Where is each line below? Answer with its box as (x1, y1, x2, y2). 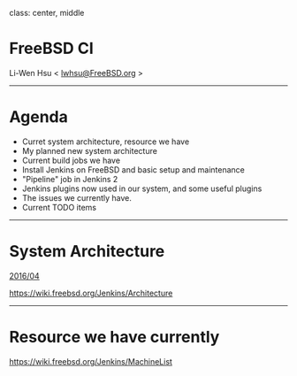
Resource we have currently (9, 327, 220, 347)
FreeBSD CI (9, 39, 95, 58)
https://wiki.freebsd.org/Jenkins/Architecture (9, 288, 173, 298)
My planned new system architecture (21, 145, 157, 156)
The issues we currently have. (21, 192, 133, 203)
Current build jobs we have (21, 155, 121, 165)
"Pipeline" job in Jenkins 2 (21, 173, 118, 184)
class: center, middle (9, 8, 85, 18)
